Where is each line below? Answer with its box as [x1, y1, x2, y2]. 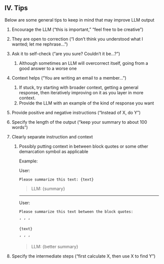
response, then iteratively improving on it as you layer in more [19, 89, 144, 95]
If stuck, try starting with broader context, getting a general [19, 84, 139, 90]
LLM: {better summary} [31, 243, 79, 249]
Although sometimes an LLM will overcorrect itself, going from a [19, 60, 148, 66]
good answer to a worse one [19, 65, 77, 71]
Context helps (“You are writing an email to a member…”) [11, 75, 127, 80]
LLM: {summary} [31, 185, 66, 191]
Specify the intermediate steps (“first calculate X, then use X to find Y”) [11, 253, 156, 259]
